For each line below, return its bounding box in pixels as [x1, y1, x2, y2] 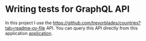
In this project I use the [5, 20, 52, 26]
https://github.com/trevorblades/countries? [52, 20, 141, 26]
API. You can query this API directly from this [46, 25, 138, 31]
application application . [5, 30, 53, 36]
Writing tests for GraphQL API [5, 3, 130, 15]
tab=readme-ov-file [5, 25, 46, 31]
